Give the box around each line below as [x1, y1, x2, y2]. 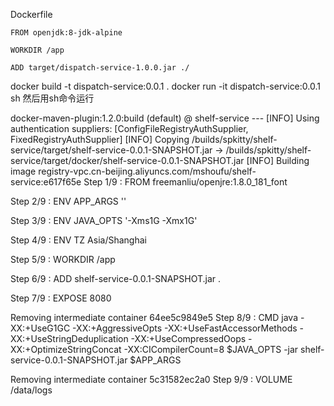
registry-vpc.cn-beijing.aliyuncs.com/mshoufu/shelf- [38, 165, 257, 177]
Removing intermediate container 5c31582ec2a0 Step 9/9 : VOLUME [10, 374, 293, 385]
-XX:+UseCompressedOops [130, 333, 247, 344]
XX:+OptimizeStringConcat [10, 344, 122, 355]
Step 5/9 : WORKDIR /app [10, 254, 116, 265]
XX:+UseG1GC [10, 322, 71, 334]
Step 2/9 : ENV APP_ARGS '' [10, 195, 127, 207]
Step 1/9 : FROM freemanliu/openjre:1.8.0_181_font [83, 176, 288, 188]
